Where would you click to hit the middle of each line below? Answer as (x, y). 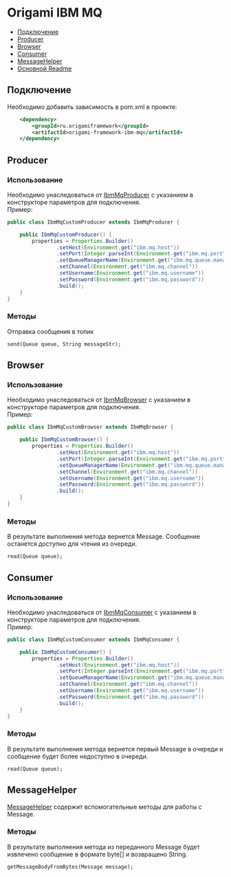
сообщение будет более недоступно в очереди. (78, 756)
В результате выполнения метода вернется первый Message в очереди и (115, 749)
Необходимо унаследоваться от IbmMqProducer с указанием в (100, 195)
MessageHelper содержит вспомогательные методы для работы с (104, 807)
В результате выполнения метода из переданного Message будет (104, 847)
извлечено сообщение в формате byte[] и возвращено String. (97, 854)
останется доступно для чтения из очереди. (72, 544)
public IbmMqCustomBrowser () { (64, 440)
